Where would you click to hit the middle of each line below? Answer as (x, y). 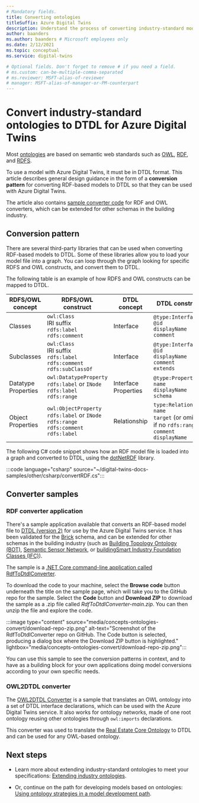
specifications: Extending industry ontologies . (70, 776)
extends (164, 368)
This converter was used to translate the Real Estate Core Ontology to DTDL (99, 730)
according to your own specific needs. (53, 671)
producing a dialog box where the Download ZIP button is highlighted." (92, 641)
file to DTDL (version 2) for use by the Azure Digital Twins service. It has (94, 530)
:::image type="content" (36, 622)
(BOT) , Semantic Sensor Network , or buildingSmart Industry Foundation (94, 549)
